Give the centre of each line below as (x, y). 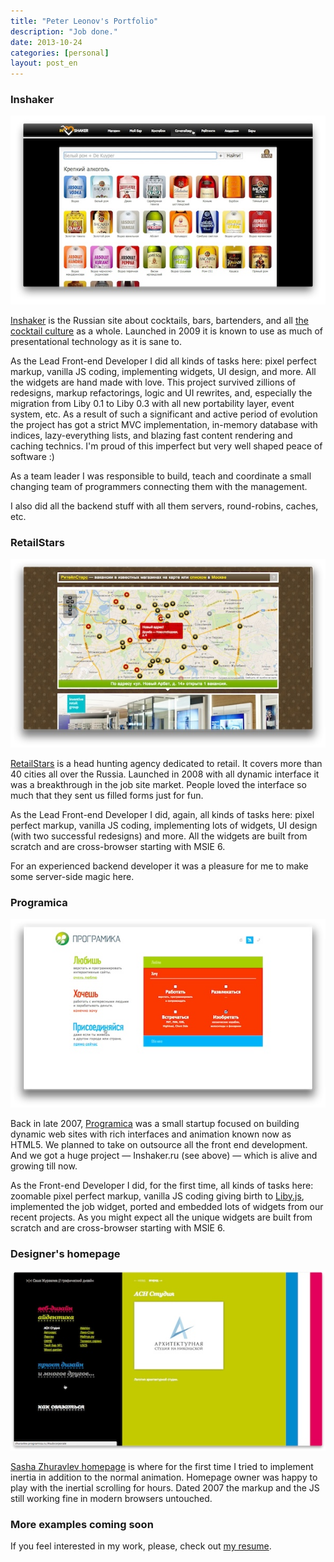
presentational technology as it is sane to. (96, 341)
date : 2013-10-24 (46, 42)
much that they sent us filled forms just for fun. (107, 795)
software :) (32, 456)
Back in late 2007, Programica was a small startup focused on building (155, 1123)
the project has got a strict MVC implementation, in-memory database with (164, 424)
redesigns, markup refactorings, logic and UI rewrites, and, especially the (161, 392)
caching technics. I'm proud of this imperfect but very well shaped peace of (166, 446)
